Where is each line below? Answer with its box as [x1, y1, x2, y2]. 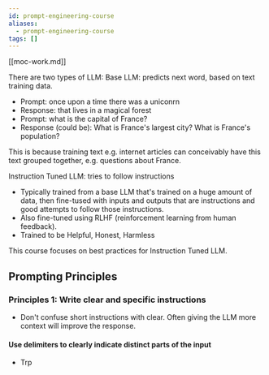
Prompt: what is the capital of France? [20, 114, 148, 124]
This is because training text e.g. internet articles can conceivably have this [8, 147, 262, 157]
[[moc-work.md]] [8, 57, 67, 67]
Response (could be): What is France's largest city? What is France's [20, 123, 251, 132]
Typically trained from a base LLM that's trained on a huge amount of [20, 187, 253, 197]
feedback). [20, 222, 57, 231]
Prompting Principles [8, 269, 118, 283]
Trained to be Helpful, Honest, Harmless [20, 231, 155, 240]
